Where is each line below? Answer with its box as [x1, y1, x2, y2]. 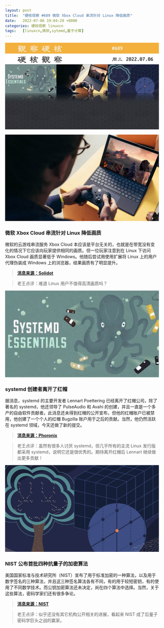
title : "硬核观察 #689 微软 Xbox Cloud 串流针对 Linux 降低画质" [5, 13, 133, 18]
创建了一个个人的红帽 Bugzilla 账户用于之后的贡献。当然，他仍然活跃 [18, 416, 156, 422]
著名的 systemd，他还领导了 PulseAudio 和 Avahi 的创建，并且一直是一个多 [5, 404, 156, 410]
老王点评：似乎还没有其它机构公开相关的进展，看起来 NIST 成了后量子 [17, 611, 158, 617]
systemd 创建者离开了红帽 [5, 386, 67, 393]
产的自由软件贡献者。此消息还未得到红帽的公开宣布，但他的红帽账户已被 [5, 410, 150, 416]
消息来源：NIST [17, 601, 49, 607]
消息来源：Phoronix [17, 433, 58, 439]
